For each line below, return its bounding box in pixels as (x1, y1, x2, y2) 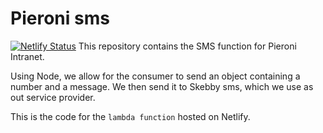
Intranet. (10, 50, 45, 62)
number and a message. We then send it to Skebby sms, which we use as (10, 80, 314, 92)
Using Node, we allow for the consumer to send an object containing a (10, 70, 301, 82)
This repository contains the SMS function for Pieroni (78, 40, 297, 52)
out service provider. (10, 91, 96, 103)
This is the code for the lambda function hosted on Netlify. (10, 110, 251, 122)
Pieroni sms (10, 7, 110, 30)
